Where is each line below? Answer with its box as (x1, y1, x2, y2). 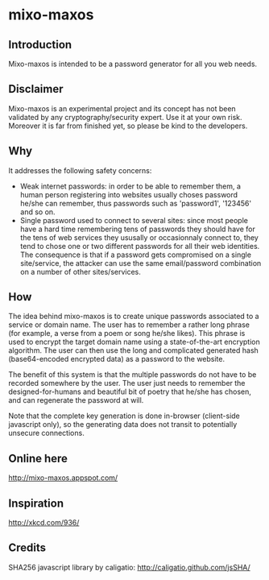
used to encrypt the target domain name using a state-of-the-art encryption (8, 337, 260, 347)
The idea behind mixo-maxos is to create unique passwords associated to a (8, 312, 259, 321)
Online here (8, 451, 68, 465)
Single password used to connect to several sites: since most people (19, 215, 248, 225)
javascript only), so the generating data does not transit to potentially (8, 420, 238, 429)
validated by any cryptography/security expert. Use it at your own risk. (8, 112, 243, 122)
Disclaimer (8, 82, 64, 96)
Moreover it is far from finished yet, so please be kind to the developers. (8, 121, 248, 130)
